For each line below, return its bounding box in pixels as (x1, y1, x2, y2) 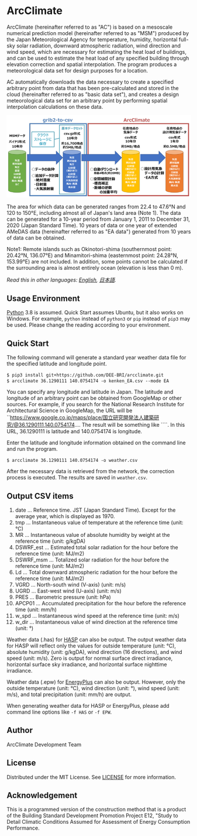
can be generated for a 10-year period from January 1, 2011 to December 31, (6, 215, 191, 222)
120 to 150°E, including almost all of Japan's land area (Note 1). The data (6, 209, 181, 216)
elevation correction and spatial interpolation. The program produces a (6, 60, 177, 68)
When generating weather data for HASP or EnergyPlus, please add (6, 703, 170, 709)
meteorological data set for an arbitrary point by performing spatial (6, 97, 168, 104)
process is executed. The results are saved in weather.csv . (6, 474, 148, 481)
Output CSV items (6, 491, 74, 501)
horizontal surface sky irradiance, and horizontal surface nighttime (6, 661, 167, 668)
